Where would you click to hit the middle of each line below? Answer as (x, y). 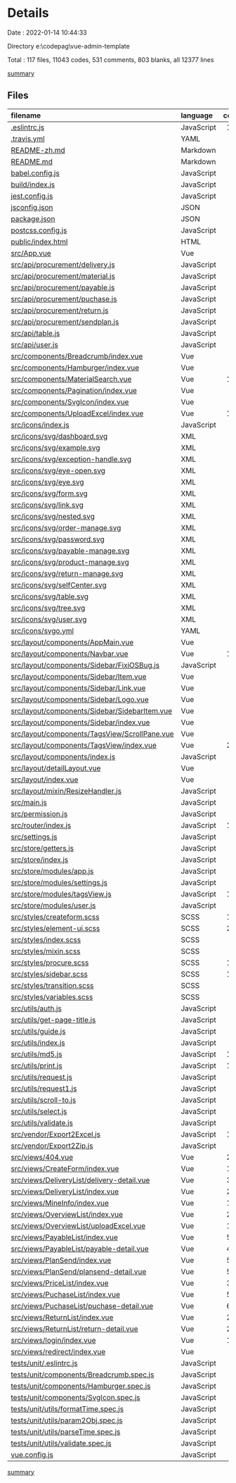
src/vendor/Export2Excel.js (55, 1134)
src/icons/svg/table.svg (50, 596)
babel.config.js (35, 173)
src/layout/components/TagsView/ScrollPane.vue (92, 734)
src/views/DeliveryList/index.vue (65, 1191)
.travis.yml (28, 139)
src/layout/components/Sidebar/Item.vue (79, 676)
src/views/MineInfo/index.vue (60, 1203)
